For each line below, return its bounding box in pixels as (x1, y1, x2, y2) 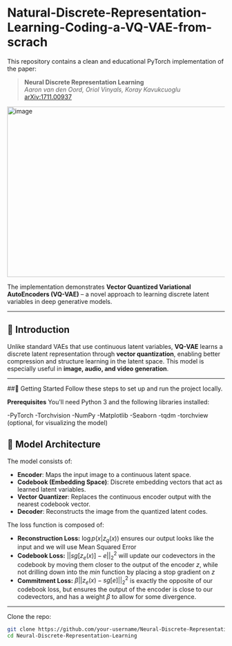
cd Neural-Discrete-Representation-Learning (7, 632, 137, 640)
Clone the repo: (7, 613, 52, 621)
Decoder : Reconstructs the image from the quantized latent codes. (17, 507, 209, 515)
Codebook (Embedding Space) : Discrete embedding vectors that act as (17, 478, 223, 486)
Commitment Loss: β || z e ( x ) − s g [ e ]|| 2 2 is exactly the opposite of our (17, 575, 213, 586)
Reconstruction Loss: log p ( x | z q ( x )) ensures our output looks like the (17, 534, 214, 544)
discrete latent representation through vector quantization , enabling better (7, 350, 221, 358)
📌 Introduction (7, 324, 70, 336)
